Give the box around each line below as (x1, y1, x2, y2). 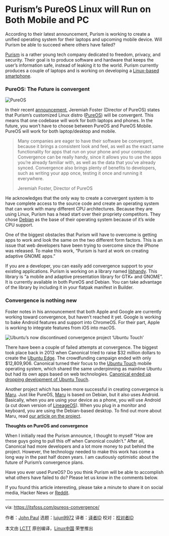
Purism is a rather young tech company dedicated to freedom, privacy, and (5, 51, 161, 58)
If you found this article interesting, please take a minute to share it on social (5, 484, 163, 490)
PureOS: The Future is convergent (5, 85, 90, 92)
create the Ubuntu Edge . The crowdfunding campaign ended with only (5, 355, 151, 361)
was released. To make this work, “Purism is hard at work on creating (5, 248, 149, 254)
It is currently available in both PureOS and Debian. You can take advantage (5, 279, 162, 285)
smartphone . (5, 73, 32, 79)
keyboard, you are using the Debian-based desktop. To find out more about (5, 407, 162, 413)
